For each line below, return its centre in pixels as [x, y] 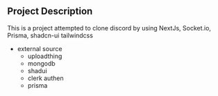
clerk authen [45, 78]
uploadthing [45, 56]
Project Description [50, 11]
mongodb [41, 63]
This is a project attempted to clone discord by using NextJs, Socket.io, [109, 28]
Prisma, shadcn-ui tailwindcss [50, 35]
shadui [37, 70]
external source [40, 48]
